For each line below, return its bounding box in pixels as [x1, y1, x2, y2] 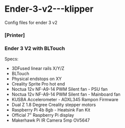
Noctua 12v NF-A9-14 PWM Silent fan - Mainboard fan [11, 91, 121, 97]
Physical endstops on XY [11, 76, 62, 82]
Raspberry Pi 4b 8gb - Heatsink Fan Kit [11, 107, 90, 113]
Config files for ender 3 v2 [4, 20, 58, 25]
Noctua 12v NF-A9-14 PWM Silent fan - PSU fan [11, 86, 108, 92]
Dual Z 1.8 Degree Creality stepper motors [11, 102, 96, 108]
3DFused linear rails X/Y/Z [11, 65, 65, 71]
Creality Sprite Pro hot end [11, 81, 65, 87]
